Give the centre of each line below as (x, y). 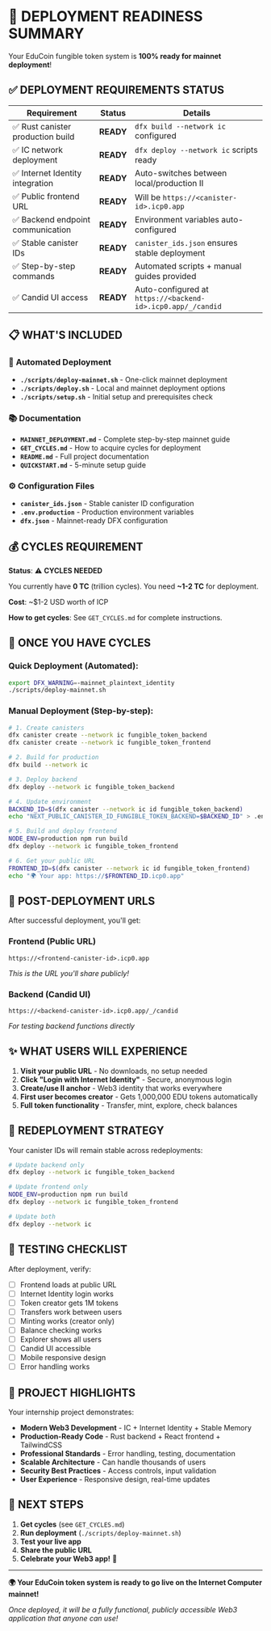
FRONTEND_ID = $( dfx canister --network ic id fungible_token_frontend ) (129, 868)
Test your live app (51, 1541)
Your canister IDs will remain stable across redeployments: (106, 1150)
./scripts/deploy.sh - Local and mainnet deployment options (123, 388)
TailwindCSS (41, 1445)
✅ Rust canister (42, 126)
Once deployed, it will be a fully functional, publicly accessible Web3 (123, 1609)
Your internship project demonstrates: (71, 1412)
